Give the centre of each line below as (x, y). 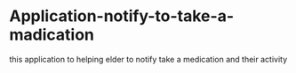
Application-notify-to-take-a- (122, 16)
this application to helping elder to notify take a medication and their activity (148, 59)
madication (52, 35)
